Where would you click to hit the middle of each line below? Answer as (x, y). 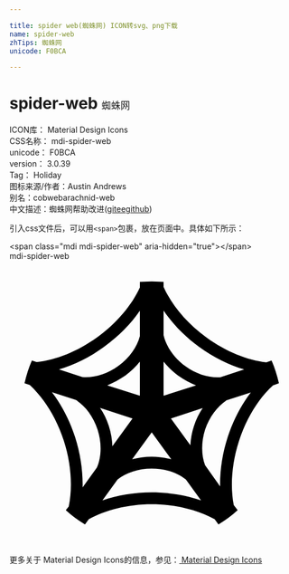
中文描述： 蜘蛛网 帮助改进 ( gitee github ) (81, 209)
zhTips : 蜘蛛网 (36, 43)
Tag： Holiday (36, 175)
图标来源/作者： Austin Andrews (68, 187)
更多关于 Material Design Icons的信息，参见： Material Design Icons (136, 560)
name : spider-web (42, 34)
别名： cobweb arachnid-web (62, 198)
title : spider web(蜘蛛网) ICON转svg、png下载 (94, 25)
